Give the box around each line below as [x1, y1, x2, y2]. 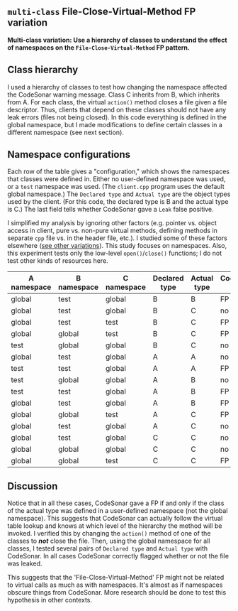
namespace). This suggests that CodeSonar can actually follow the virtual [7, 514, 223, 523]
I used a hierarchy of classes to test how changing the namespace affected [7, 82, 227, 91]
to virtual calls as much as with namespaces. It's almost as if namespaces [7, 580, 223, 589]
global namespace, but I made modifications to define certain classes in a [7, 120, 223, 129]
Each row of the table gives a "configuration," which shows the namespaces [7, 167, 230, 176]
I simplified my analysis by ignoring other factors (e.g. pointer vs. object [7, 219, 217, 227]
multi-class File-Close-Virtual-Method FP [7, 6, 196, 18]
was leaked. [7, 559, 42, 568]
